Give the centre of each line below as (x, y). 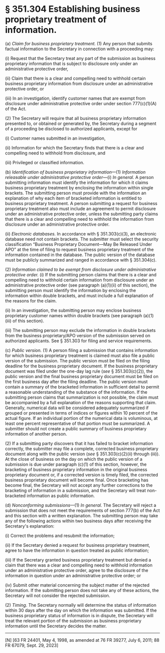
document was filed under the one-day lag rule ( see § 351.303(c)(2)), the (79, 371)
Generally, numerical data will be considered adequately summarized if (77, 408)
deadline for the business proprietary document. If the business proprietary (82, 366)
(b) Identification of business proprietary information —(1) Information (75, 172)
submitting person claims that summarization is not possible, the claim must (82, 397)
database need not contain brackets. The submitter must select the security (82, 239)
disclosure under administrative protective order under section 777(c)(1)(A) (81, 103)
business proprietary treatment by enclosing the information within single (79, 187)
